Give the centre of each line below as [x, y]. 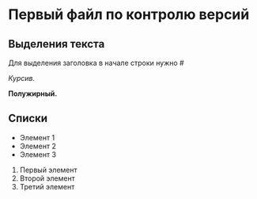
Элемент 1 [37, 137]
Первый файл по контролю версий [129, 15]
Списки [28, 119]
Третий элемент [47, 186]
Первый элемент [48, 170]
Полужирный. [33, 94]
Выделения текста [57, 44]
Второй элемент [47, 178]
